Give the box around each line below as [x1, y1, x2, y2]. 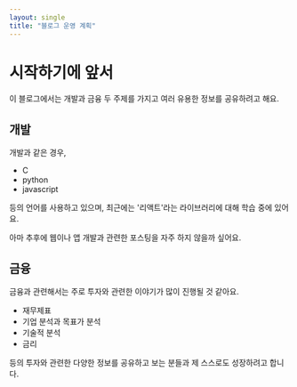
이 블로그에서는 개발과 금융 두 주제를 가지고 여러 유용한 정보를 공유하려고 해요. [9, 93, 280, 104]
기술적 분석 [21, 327, 61, 338]
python [21, 174, 49, 185]
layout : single [9, 12, 66, 22]
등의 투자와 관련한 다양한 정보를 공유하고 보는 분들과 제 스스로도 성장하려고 [9, 358, 269, 368]
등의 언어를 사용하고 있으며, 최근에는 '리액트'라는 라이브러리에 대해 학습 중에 [9, 202, 273, 214]
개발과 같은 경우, [9, 148, 67, 158]
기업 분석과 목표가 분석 [21, 317, 101, 327]
